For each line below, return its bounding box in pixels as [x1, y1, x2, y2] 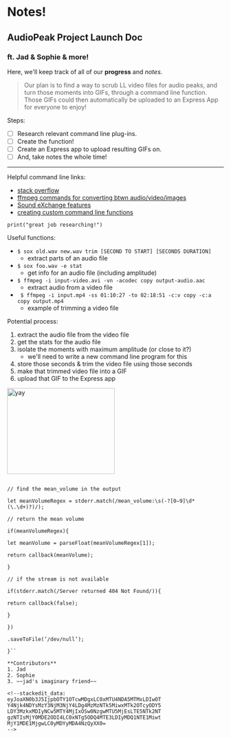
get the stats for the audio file [16, 338, 101, 346]
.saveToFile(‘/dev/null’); [7, 636, 85, 643]
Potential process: [7, 317, 58, 326]
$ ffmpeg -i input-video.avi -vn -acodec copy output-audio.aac [16, 278, 206, 284]
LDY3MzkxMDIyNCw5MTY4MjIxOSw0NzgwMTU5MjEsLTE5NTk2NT [7, 708, 162, 715]
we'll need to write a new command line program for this [27, 353, 188, 361]
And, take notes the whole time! [16, 153, 107, 161]
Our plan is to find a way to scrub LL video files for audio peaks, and [23, 80, 218, 89]
